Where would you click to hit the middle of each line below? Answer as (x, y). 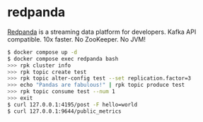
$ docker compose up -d (42, 52)
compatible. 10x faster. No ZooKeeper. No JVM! (77, 39)
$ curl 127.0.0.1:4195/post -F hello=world (72, 104)
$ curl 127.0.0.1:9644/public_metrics (64, 111)
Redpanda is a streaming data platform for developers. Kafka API (102, 32)
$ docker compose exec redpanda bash (63, 59)
